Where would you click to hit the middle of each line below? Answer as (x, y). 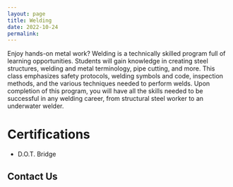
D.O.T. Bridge (37, 154)
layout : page (26, 14)
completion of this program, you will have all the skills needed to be (105, 91)
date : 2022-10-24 (33, 27)
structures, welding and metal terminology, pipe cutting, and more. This (111, 68)
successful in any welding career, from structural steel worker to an (105, 99)
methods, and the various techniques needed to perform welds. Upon (109, 84)
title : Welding (30, 20)
